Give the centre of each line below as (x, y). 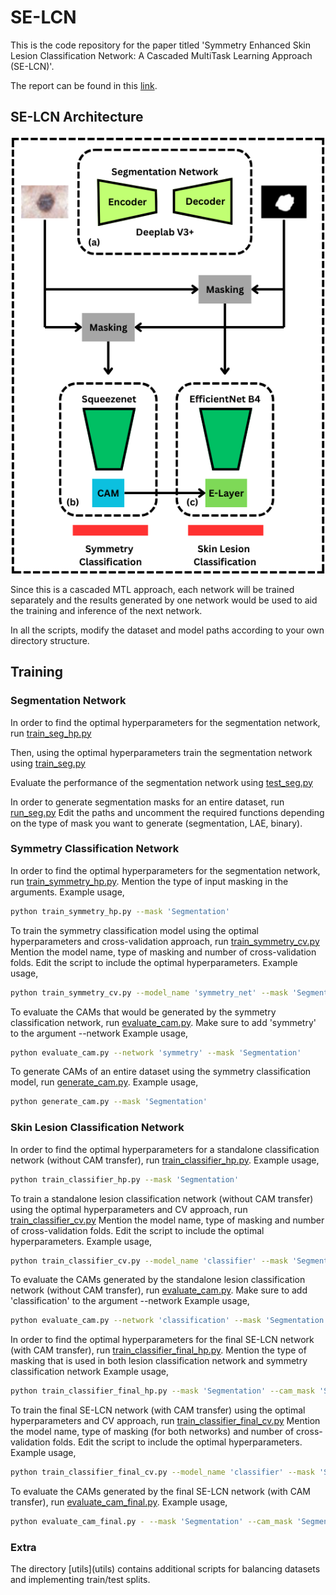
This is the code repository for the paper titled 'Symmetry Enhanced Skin (161, 45)
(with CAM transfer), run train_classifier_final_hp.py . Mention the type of (158, 1350)
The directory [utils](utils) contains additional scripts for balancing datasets (165, 1569)
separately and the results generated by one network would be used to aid (164, 600)
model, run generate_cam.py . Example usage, (104, 1082)
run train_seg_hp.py (51, 733)
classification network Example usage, (90, 1372)
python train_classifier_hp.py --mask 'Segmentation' (125, 1179)
